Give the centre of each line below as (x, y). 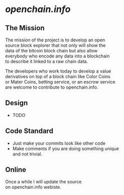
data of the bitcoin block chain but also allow (51, 51)
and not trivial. (27, 154)
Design (17, 103)
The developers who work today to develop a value (58, 71)
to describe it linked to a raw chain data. (47, 61)
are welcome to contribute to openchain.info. (52, 87)
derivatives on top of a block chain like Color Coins (58, 76)
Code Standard (29, 131)
